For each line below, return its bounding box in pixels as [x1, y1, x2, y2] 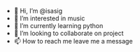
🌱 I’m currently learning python [13, 22, 104, 30]
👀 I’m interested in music [13, 14, 85, 22]
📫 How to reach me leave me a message [13, 37, 133, 45]
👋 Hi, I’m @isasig [13, 7, 63, 15]
